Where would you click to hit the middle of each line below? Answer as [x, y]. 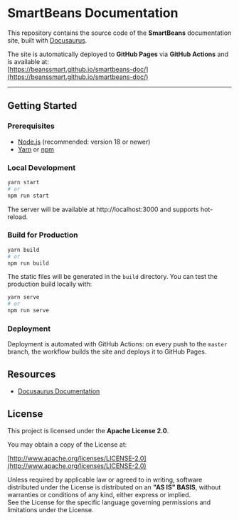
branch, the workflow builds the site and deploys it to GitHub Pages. [107, 352]
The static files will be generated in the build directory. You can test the [113, 277]
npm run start [28, 196]
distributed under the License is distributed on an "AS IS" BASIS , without [114, 487]
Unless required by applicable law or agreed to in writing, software [105, 480]
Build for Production [43, 235]
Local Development [42, 167]
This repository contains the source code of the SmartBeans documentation [119, 33]
